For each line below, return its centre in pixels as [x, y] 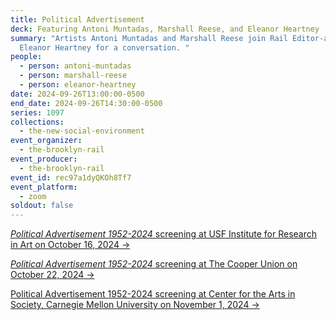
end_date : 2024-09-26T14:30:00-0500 [86, 103]
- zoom [33, 196]
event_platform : [44, 187]
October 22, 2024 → [52, 275]
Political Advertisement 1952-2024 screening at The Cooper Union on [154, 264]
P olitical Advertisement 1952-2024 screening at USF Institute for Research [164, 234]
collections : [37, 122]
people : [26, 57]
